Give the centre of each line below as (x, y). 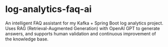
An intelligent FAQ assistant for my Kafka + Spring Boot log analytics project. (84, 23)
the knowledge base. (27, 39)
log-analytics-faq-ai (48, 9)
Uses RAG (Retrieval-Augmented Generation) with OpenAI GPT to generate (83, 28)
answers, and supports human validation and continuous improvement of (81, 33)
